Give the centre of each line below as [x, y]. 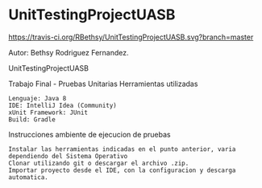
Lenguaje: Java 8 [37, 98]
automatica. [28, 177]
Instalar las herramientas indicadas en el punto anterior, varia [122, 149]
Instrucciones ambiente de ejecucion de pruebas [89, 134]
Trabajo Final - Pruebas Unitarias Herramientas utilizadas [103, 84]
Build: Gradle [32, 119]
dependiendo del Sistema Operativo [68, 156]
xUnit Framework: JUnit [48, 112]
